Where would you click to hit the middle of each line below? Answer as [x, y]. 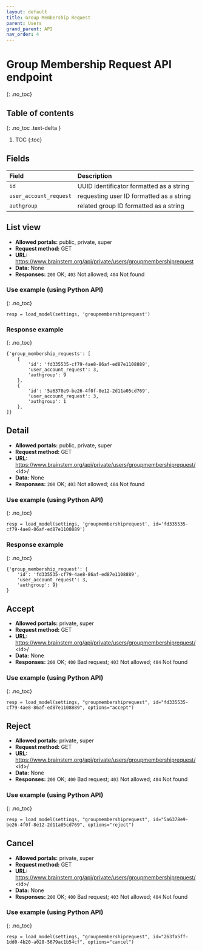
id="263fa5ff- [170, 936]
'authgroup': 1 [47, 402]
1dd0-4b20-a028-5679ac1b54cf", [46, 942]
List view [24, 227]
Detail [18, 431]
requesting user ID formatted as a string [134, 196]
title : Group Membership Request [49, 18]
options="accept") [111, 708]
